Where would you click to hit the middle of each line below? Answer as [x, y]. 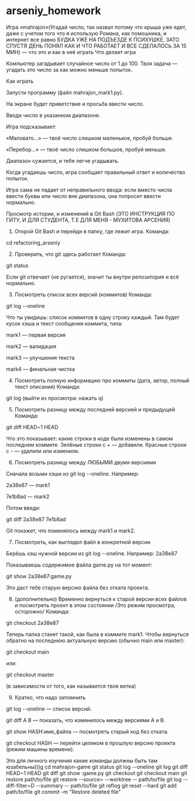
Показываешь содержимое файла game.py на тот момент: [79, 565]
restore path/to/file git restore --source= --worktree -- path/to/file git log [94, 779]
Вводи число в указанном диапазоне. [53, 115]
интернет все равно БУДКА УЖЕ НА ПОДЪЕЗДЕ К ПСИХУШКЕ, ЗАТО [93, 39]
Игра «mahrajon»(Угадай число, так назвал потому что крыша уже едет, [96, 27]
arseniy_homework [54, 11]
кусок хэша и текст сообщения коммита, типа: [64, 323]
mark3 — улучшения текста [40, 357]
